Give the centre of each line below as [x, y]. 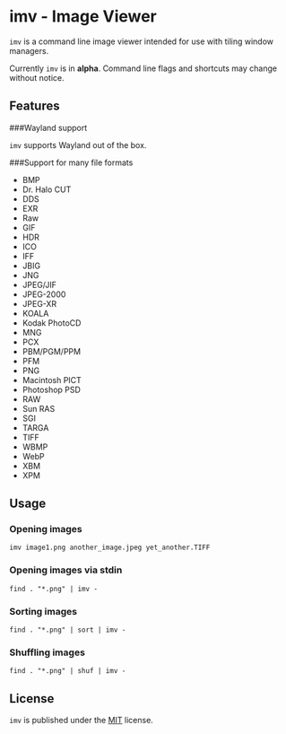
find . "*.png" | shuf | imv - [68, 671]
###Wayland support [48, 127]
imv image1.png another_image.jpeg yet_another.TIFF [110, 548]
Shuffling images [47, 652]
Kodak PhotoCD [52, 323]
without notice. [37, 77]
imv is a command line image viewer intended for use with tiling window [142, 41]
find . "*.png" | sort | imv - [68, 630]
